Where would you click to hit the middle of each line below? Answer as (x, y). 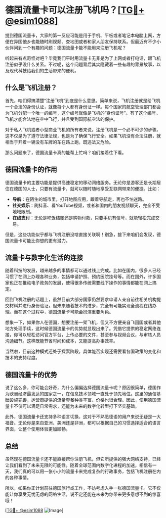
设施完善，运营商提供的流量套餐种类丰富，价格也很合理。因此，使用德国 (83, 400)
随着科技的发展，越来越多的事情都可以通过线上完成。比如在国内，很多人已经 (83, 271)
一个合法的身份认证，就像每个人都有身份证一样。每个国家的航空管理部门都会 (83, 106)
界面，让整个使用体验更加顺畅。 (38, 429)
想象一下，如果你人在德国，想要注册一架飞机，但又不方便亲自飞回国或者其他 (83, 323)
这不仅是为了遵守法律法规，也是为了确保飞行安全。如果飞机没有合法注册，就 (83, 136)
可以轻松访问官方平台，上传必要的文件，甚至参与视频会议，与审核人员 (89, 335)
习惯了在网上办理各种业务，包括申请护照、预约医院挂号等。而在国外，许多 (81, 277)
